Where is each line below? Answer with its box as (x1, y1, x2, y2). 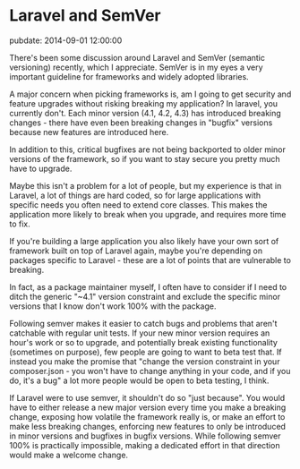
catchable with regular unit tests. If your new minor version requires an (9, 328, 270, 338)
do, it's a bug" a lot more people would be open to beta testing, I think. (9, 375, 270, 386)
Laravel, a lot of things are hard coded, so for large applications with (9, 190, 261, 200)
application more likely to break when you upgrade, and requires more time (9, 209, 287, 219)
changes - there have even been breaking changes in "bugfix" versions (9, 117, 273, 128)
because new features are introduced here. (9, 126, 169, 137)
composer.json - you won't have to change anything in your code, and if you (9, 365, 291, 376)
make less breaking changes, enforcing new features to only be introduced (9, 421, 287, 431)
